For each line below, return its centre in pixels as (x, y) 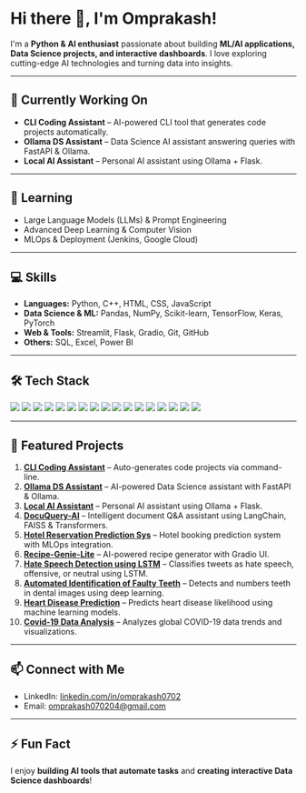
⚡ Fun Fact (40, 744)
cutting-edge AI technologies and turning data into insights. (122, 63)
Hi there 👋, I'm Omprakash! (114, 19)
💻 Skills (34, 277)
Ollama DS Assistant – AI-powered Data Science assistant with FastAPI (157, 487)
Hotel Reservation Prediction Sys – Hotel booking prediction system (152, 535)
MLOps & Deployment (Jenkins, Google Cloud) (111, 239)
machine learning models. (72, 612)
